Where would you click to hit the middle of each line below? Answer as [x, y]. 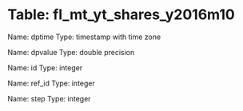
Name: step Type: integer [49, 98]
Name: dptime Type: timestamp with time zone [84, 37]
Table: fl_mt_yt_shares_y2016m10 [121, 15]
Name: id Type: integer [45, 67]
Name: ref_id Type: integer [51, 83]
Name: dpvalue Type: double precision [71, 52]
